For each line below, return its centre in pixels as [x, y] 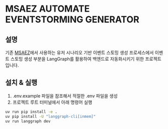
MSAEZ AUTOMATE [47, 9]
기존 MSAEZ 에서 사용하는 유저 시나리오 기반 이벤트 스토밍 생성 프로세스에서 [79, 53]
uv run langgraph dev [28, 121]
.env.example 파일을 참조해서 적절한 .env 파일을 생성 [65, 96]
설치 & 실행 [21, 83]
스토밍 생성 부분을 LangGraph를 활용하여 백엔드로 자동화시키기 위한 [77, 59]
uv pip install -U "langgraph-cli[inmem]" [50, 116]
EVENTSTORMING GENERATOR [72, 19]
